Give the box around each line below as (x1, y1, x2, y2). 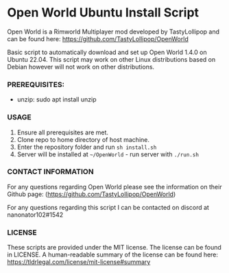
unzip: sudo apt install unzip (16, 95, 97, 104)
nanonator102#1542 (7, 211, 64, 219)
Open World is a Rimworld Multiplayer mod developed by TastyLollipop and (7, 27, 219, 36)
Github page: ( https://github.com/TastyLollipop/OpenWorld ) (7, 190, 176, 198)
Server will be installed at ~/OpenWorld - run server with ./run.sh (16, 150, 199, 158)
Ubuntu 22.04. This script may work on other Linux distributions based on (7, 55, 216, 63)
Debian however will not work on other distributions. (7, 62, 155, 71)
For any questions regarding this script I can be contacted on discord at (7, 203, 209, 211)
